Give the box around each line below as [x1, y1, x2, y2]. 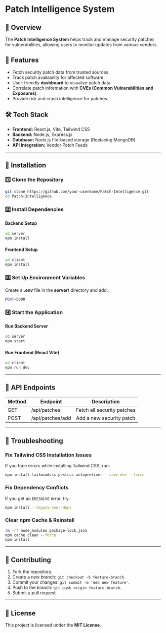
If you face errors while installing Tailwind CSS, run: [5, 463, 110, 469]
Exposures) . [12, 90, 38, 96]
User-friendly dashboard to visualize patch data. [12, 79, 112, 85]
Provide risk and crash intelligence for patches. [12, 95, 109, 101]
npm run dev [5, 365, 30, 370]
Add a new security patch [76, 414, 136, 421]
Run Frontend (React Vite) [5, 349, 59, 355]
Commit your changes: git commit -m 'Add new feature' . [12, 579, 130, 585]
